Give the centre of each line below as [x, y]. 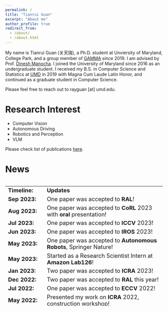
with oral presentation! [76, 214]
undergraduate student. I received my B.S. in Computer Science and [75, 69]
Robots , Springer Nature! [80, 247]
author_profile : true [28, 24]
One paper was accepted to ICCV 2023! [100, 223]
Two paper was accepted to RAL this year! [103, 279]
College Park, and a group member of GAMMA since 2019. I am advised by [82, 58]
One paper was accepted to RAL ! [90, 199]
